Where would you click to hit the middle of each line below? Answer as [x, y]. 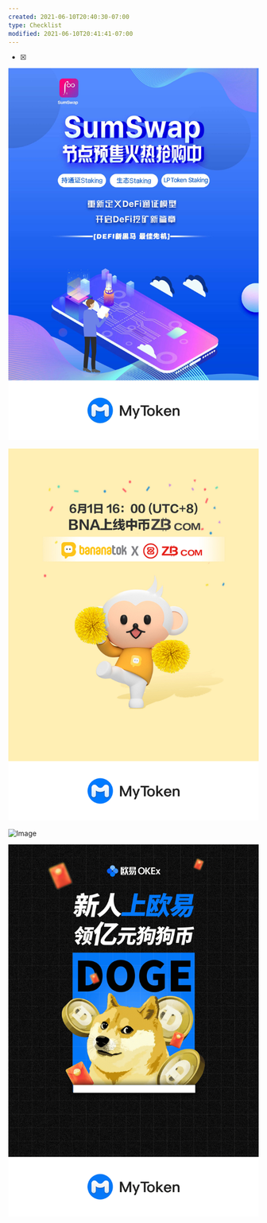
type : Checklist [35, 25]
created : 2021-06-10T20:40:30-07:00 [69, 17]
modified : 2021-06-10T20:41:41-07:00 [71, 33]
